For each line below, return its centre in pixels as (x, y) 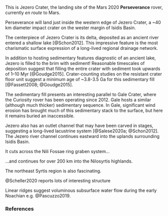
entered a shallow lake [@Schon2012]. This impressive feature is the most (81, 43)
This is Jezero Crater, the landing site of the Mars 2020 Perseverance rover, (84, 7)
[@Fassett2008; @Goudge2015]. (39, 85)
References (20, 208)
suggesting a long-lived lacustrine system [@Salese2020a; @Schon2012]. (82, 131)
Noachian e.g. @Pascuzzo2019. (38, 196)
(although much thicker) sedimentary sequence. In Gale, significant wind (80, 105)
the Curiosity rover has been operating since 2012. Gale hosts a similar (78, 100)
